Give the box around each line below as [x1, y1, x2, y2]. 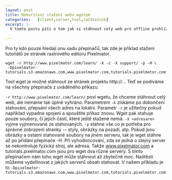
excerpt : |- [5, 21, 31, 27]
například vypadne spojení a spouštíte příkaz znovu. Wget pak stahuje [5, 110, 154, 116]
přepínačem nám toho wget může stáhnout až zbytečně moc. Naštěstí [5, 154, 154, 160]
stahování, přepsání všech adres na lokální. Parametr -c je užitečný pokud [5, 105, 162, 110]
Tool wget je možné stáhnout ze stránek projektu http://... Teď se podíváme [5, 79, 164, 84]
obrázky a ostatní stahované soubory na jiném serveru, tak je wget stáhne [5, 132, 161, 138]
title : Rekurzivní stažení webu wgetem [5, 12, 91, 17]
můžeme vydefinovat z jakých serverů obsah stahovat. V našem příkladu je [5, 159, 164, 165]
